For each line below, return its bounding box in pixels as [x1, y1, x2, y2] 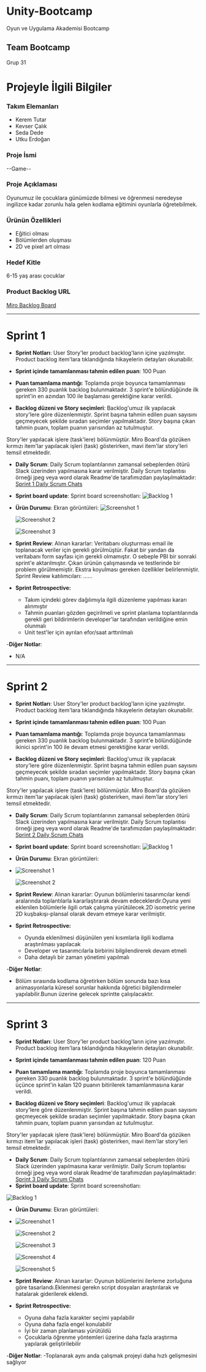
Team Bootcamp [6, 42, 71, 53]
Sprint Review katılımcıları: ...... [15, 572, 93, 579]
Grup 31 [6, 58, 26, 66]
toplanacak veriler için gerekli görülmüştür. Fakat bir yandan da [15, 546, 175, 553]
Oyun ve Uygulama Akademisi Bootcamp [6, 25, 110, 32]
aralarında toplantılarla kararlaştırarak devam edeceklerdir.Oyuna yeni [15, 897, 191, 904]
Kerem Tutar [15, 116, 47, 123]
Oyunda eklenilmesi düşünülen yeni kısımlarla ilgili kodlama [24, 934, 174, 941]
